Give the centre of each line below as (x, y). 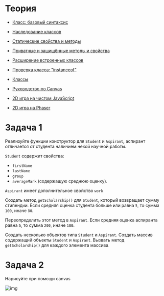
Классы (20, 79)
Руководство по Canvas (37, 88)
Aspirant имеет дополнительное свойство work (54, 190)
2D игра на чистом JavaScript (43, 98)
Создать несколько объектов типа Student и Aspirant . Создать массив (79, 235)
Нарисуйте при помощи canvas (38, 278)
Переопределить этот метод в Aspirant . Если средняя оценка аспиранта (82, 220)
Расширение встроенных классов (48, 60)
